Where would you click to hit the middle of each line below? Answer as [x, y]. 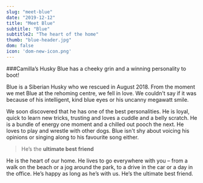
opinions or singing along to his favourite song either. [73, 137]
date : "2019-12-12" [31, 18]
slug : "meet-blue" [29, 12]
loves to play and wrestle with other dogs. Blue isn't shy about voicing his [98, 130]
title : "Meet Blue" [31, 23]
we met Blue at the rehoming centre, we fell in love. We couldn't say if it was [101, 93]
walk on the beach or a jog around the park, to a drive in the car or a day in [100, 167]
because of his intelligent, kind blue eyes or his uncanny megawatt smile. [98, 99]
